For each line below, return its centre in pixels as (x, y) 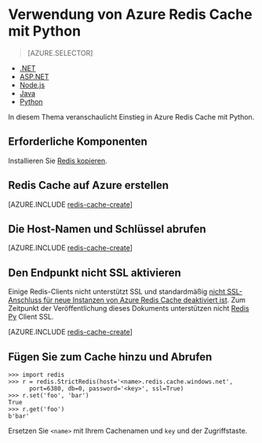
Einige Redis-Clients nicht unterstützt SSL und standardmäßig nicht (117, 292)
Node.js (32, 85)
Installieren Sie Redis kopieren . (58, 161)
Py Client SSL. (31, 317)
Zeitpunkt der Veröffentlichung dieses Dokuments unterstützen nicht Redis (129, 308)
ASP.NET (34, 76)
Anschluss (25, 300)
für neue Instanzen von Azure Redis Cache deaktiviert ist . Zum (144, 300)
